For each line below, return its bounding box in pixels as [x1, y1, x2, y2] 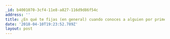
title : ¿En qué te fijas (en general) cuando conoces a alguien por [5, 17, 153, 22]
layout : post [5, 26, 33, 31]
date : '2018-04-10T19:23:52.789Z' [5, 21, 78, 27]
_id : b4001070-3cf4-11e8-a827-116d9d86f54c [5, 7, 99, 13]
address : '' [5, 12, 30, 17]
